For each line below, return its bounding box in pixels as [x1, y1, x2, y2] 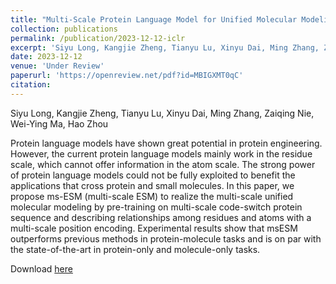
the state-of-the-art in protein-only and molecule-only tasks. [10, 243, 261, 255]
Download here [10, 262, 73, 275]
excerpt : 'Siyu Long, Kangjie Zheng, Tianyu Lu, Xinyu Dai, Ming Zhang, [10, 42, 320, 53]
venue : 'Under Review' [10, 61, 105, 71]
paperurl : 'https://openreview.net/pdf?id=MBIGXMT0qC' [10, 71, 244, 81]
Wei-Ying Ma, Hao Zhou [10, 117, 109, 130]
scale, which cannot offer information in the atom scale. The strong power [10, 158, 316, 170]
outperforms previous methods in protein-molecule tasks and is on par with [10, 232, 322, 245]
